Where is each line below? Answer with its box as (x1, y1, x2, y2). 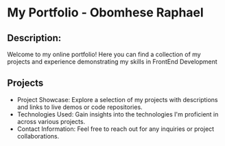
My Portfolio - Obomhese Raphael (7, 5, 204, 21)
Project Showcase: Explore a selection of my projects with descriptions (16, 95, 218, 104)
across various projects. (16, 117, 86, 125)
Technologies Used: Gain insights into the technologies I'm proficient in (16, 110, 219, 118)
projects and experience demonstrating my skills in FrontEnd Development (7, 58, 217, 66)
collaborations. (16, 132, 60, 140)
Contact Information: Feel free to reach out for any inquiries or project (16, 125, 215, 133)
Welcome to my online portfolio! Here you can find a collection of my (7, 50, 201, 58)
